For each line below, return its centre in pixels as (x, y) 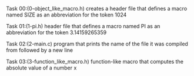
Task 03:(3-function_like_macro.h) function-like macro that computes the (95, 62)
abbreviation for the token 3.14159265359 (56, 32)
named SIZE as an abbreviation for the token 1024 (66, 15)
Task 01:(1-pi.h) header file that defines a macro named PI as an (83, 26)
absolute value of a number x (41, 68)
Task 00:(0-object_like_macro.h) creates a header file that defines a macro (97, 9)
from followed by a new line (40, 50)
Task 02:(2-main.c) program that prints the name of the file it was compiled (97, 44)
